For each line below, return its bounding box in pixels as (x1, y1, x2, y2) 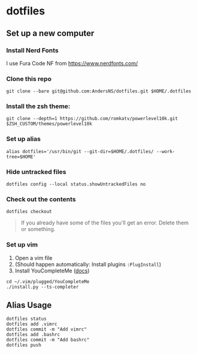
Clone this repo (6, 74, 52, 83)
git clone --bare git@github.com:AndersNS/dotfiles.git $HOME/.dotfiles (6, 88, 192, 94)
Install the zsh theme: (6, 102, 71, 110)
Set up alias (6, 135, 41, 143)
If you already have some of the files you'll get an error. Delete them (20, 219, 189, 226)
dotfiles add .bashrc (6, 332, 60, 338)
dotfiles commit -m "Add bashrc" (6, 337, 90, 343)
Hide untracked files (6, 167, 66, 176)
